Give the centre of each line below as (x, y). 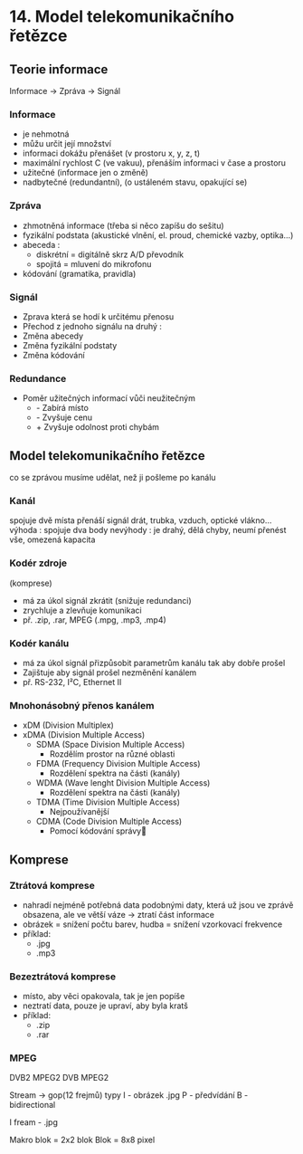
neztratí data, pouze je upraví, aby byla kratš (105, 1006)
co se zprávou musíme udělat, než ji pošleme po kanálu (113, 477)
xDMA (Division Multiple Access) (84, 735)
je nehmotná (46, 134)
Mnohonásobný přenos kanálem (82, 705)
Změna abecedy (53, 336)
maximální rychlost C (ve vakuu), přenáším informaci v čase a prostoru (154, 163)
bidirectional (33, 1105)
